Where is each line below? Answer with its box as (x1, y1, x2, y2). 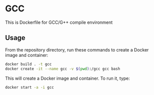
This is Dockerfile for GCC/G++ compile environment (5, 19, 113, 25)
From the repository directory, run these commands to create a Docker (5, 47, 149, 52)
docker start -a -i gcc (5, 85, 54, 90)
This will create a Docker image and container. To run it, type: (5, 75, 130, 81)
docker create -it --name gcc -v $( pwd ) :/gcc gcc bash (5, 66, 120, 71)
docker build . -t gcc (5, 61, 52, 67)
